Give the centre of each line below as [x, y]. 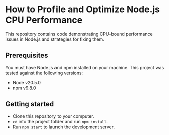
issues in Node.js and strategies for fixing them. [55, 39]
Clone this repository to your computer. [53, 116]
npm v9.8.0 [24, 88]
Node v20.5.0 [27, 82]
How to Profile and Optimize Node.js [83, 9]
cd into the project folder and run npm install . [60, 121]
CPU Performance [44, 20]
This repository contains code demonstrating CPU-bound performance [79, 34]
